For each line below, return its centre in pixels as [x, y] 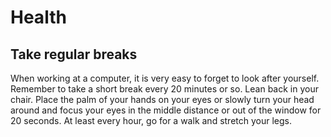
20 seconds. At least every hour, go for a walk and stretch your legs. [151, 120]
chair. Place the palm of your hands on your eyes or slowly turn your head [162, 99]
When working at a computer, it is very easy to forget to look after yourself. [165, 78]
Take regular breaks [74, 54]
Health [38, 17]
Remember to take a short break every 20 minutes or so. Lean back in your [164, 89]
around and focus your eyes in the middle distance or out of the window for [166, 110]
